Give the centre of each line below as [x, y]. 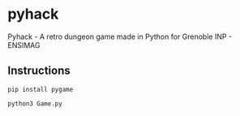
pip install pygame [41, 89]
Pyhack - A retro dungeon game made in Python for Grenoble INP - [120, 37]
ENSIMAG [24, 45]
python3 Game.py [35, 103]
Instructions [39, 71]
